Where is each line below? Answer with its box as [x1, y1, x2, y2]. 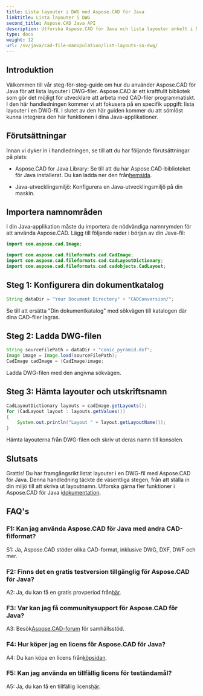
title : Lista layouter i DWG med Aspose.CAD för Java [6, 8, 145, 15]
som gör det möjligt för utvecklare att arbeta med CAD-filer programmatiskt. [6, 94, 196, 101]
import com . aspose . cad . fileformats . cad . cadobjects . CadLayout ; [6, 263, 166, 269]
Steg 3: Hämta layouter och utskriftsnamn [6, 386, 167, 397]
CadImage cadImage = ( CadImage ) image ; [6, 358, 104, 365]
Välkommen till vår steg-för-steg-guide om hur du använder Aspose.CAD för [6, 81, 196, 88]
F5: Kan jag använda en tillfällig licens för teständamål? [6, 669, 172, 677]
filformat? [6, 532, 36, 541]
